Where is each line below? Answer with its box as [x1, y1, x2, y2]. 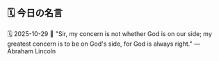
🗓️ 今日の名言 [7, 7, 63, 19]
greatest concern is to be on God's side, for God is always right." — [7, 40, 200, 48]
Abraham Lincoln [7, 46, 56, 55]
